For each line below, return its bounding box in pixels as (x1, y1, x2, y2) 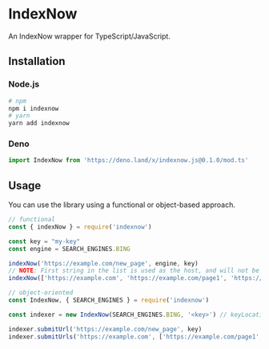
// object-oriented (8, 289, 74, 297)
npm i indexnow (8, 104, 59, 112)
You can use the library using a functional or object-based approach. (8, 200, 236, 209)
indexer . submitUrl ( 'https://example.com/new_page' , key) (8, 325, 203, 333)
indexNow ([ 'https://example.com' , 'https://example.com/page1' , (8, 274, 227, 282)
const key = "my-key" (8, 237, 81, 246)
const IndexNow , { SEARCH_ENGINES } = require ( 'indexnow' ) (8, 296, 210, 305)
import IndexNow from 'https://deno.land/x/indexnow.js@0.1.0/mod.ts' (8, 156, 249, 164)
